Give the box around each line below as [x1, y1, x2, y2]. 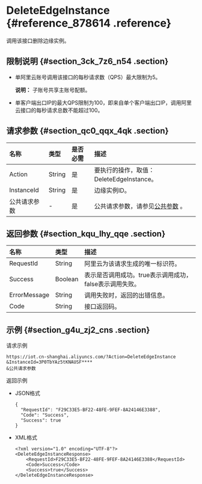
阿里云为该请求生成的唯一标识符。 [84, 260, 181, 268]
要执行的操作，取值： [94, 166, 155, 174]
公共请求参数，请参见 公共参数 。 [94, 202, 186, 210]
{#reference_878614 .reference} [6, 16, 171, 30]
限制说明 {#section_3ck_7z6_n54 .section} [6, 57, 169, 67]
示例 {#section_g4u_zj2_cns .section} [6, 325, 150, 335]
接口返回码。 [84, 302, 121, 311]
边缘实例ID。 [94, 186, 130, 194]
